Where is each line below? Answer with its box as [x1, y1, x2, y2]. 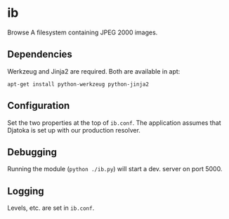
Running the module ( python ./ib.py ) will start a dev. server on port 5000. [7, 165, 223, 173]
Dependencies [7, 48, 72, 60]
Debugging [7, 146, 58, 158]
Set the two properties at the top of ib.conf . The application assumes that [7, 118, 221, 127]
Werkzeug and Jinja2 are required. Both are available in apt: [7, 67, 181, 75]
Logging [7, 185, 44, 197]
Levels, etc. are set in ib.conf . [7, 204, 95, 212]
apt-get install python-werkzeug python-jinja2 [7, 81, 150, 88]
